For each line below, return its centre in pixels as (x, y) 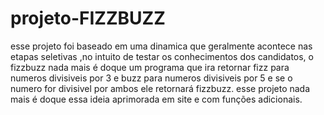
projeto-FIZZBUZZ (88, 18)
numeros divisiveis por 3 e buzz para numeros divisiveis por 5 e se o (151, 78)
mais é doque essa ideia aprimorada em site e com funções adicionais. (156, 99)
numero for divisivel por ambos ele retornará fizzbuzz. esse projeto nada (160, 88)
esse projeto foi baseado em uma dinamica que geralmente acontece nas (161, 46)
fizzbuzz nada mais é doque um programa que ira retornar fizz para (150, 67)
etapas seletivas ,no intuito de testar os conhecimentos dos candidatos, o (162, 56)
